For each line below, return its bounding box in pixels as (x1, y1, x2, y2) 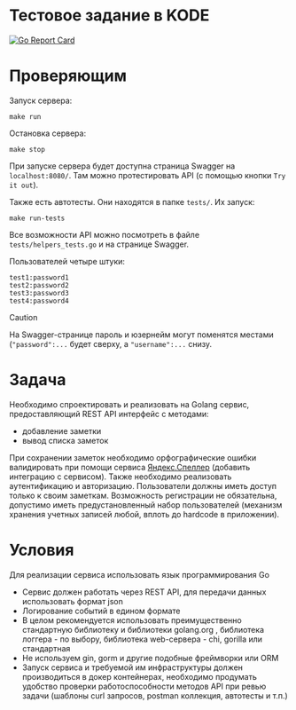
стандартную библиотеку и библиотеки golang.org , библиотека (21, 624, 264, 635)
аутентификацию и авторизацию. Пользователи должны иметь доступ (9, 480, 277, 491)
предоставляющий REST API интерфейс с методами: (9, 408, 210, 419)
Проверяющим (9, 66, 127, 86)
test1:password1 (9, 272, 69, 282)
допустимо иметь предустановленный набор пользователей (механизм (9, 499, 283, 510)
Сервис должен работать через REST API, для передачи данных (21, 587, 267, 597)
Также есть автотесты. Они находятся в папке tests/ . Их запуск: (9, 196, 255, 207)
